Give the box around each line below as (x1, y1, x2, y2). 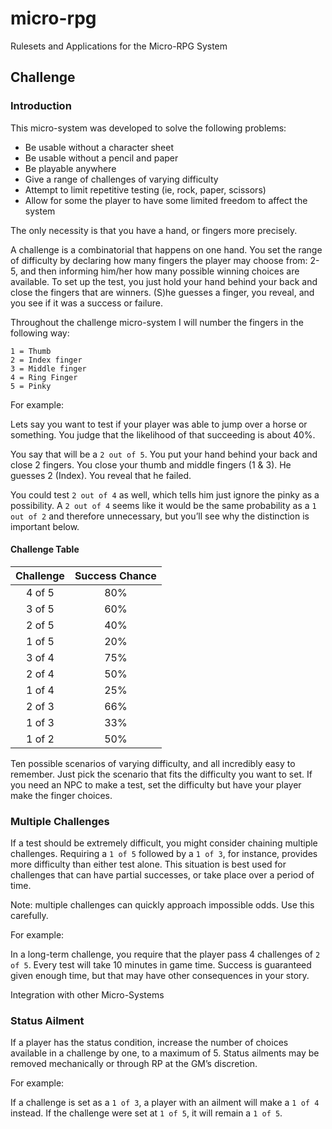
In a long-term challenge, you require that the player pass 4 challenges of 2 (10, 948, 321, 961)
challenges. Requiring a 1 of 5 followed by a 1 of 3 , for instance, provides (10, 848, 318, 860)
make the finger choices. (10, 789, 113, 801)
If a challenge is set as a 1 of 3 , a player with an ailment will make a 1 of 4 (10, 1097, 320, 1109)
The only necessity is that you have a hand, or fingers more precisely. (10, 224, 298, 236)
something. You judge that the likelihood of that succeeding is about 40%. (10, 428, 316, 441)
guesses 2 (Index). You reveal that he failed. (10, 469, 192, 481)
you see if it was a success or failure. (10, 297, 163, 309)
